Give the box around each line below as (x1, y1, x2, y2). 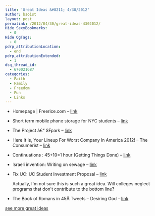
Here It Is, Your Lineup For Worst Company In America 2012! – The (12, 137, 148, 143)
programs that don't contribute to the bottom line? (12, 186, 115, 192)
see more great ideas (5, 205, 49, 211)
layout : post (5, 16, 32, 21)
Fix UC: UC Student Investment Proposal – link (12, 171, 107, 177)
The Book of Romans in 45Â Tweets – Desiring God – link (12, 196, 129, 202)
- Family (9, 81, 28, 86)
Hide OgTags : (5, 35, 32, 40)
